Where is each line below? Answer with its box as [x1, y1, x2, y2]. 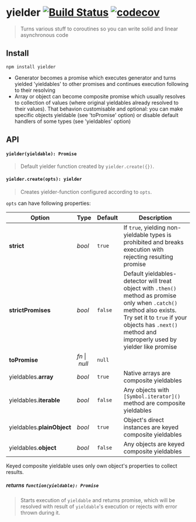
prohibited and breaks [123, 238, 184, 246]
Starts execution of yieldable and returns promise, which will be [20, 496, 176, 503]
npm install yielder [6, 64, 57, 70]
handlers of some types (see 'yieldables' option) [14, 118, 131, 125]
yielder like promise [123, 342, 177, 351]
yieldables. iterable [9, 396, 60, 404]
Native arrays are [123, 369, 171, 377]
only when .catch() [123, 298, 178, 307]
